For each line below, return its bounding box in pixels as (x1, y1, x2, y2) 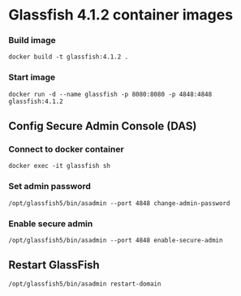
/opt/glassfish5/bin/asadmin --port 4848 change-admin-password (8, 199, 230, 208)
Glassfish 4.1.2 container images (8, 6, 234, 24)
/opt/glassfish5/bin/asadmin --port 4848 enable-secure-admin (8, 237, 223, 245)
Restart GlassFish (8, 258, 100, 272)
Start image (8, 71, 56, 83)
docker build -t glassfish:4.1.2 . (8, 53, 129, 62)
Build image (8, 35, 57, 46)
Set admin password (8, 181, 92, 192)
